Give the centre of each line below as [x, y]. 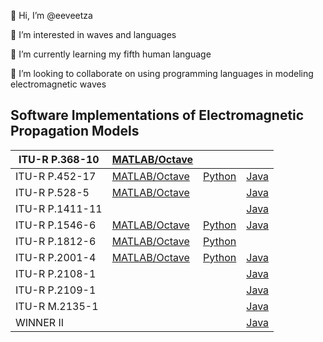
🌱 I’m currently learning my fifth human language [111, 54]
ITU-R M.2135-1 [57, 306]
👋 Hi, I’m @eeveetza [51, 15]
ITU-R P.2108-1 [56, 273]
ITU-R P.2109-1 [56, 290]
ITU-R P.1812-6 [56, 241]
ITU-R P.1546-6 [56, 225]
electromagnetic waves [58, 84]
